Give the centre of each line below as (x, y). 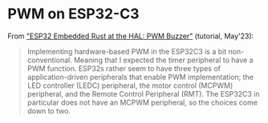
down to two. (49, 111)
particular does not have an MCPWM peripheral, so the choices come (142, 102)
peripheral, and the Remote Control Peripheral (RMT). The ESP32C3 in (143, 93)
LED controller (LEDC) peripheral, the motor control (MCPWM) (130, 85)
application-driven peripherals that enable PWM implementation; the (140, 77)
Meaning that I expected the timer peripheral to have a (164, 60)
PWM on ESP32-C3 (73, 14)
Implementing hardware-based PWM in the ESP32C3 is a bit (127, 51)
